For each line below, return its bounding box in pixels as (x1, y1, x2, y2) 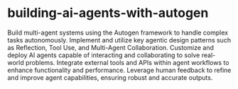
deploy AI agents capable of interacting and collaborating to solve (7, 51, 200, 59)
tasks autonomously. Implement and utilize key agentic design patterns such (7, 35, 232, 44)
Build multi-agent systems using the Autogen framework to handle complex (7, 28, 229, 37)
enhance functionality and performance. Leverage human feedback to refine (7, 66, 232, 74)
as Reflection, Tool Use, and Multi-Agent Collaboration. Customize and (7, 43, 215, 52)
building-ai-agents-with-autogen (7, 5, 209, 21)
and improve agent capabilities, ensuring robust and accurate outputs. (7, 73, 213, 82)
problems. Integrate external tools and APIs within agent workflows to (25, 58, 229, 66)
